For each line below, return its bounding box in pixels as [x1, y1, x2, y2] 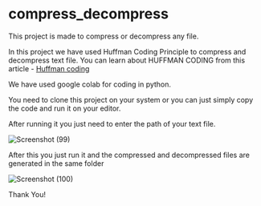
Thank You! [8, 189, 47, 199]
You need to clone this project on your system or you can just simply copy [8, 95, 254, 104]
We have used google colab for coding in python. [8, 79, 171, 89]
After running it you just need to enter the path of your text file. [8, 119, 216, 128]
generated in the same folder [8, 158, 104, 168]
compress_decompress [8, 5, 169, 23]
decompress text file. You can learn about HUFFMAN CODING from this [8, 55, 246, 65]
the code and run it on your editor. [8, 103, 121, 113]
